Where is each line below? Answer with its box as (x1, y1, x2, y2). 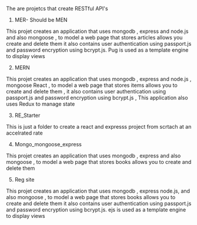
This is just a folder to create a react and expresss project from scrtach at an (6, 123, 192, 130)
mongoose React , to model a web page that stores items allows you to (6, 82, 178, 89)
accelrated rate (6, 129, 43, 136)
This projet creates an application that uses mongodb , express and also (6, 152, 181, 159)
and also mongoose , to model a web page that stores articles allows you (6, 34, 183, 41)
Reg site (14, 176, 35, 183)
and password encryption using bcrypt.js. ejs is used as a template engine (6, 206, 186, 213)
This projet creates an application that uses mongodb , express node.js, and (6, 187, 190, 194)
